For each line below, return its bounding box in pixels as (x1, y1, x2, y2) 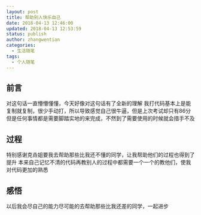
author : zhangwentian (6, 37, 60, 43)
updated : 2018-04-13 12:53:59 (6, 25, 82, 32)
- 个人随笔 (11, 59, 35, 65)
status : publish (6, 31, 47, 37)
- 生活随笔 (11, 48, 35, 54)
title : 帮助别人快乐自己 (6, 14, 61, 20)
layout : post (6, 8, 39, 15)
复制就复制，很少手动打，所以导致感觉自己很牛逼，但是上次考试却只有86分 (6, 107, 191, 115)
